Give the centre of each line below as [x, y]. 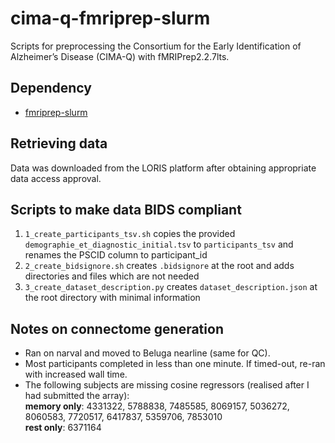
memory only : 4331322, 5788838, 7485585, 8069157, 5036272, [157, 406]
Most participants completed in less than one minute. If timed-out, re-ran [175, 364]
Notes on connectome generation [117, 328]
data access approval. [56, 178]
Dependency [51, 88]
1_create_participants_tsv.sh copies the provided [130, 234]
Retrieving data [59, 143]
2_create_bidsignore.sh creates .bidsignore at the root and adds [159, 266]
